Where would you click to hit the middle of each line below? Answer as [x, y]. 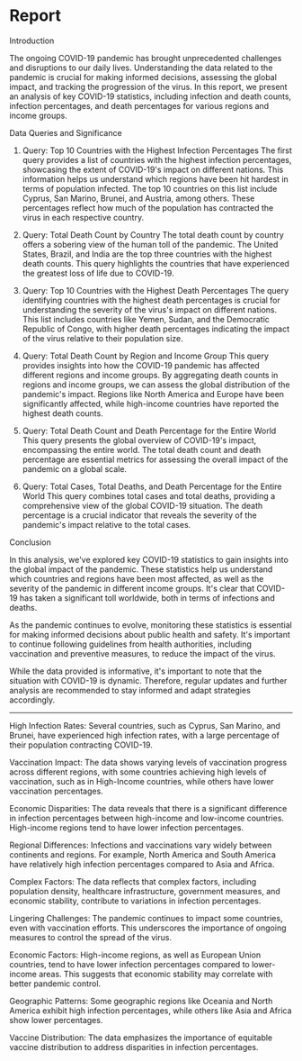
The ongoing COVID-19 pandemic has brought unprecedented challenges [146, 58]
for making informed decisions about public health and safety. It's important [150, 634]
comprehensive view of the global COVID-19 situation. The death [142, 505]
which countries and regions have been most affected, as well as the [137, 578]
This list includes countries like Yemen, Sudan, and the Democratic [146, 319]
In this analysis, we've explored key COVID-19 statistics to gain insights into [149, 559]
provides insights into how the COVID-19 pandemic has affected [141, 365]
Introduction [32, 41]
